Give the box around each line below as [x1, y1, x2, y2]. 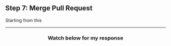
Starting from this [5, 17, 42, 23]
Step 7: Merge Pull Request [5, 4, 93, 12]
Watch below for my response [47, 34, 124, 41]
